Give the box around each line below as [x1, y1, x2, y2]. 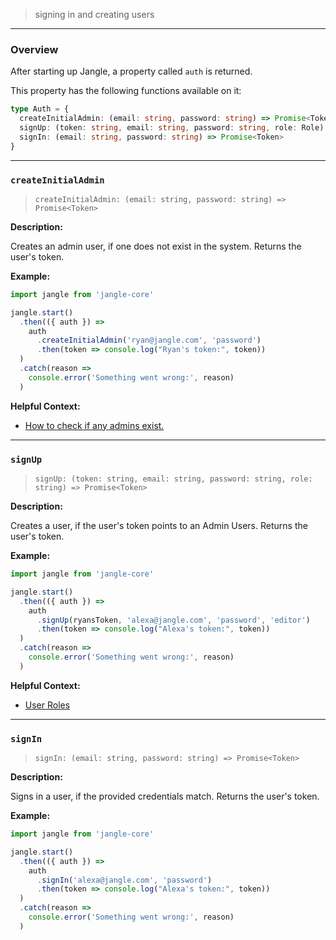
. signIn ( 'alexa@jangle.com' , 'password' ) [36, 875, 213, 885]
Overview [10, 42, 59, 56]
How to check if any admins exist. [24, 419, 165, 431]
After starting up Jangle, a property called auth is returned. [10, 65, 253, 78]
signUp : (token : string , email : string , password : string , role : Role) [19, 123, 325, 133]
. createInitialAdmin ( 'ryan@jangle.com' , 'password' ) [36, 335, 262, 346]
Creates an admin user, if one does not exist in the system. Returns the [10, 240, 302, 252]
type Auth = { [10, 104, 70, 114]
